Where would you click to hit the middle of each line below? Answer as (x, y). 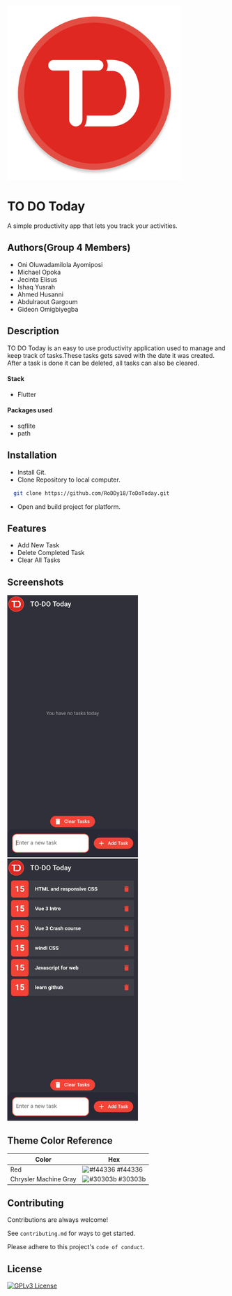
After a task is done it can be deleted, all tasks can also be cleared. (103, 363)
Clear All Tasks (39, 560)
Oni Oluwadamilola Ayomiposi (60, 264)
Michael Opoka (39, 272)
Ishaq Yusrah (36, 287)
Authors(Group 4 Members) (69, 248)
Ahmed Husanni (40, 294)
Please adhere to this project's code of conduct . (76, 1247)
